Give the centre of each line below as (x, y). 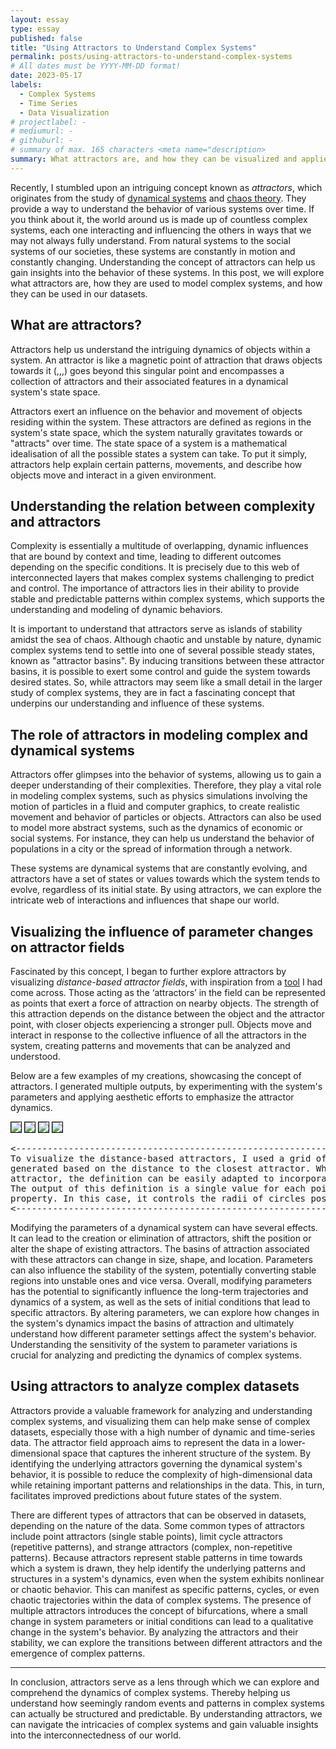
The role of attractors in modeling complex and (159, 734)
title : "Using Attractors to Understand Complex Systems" (133, 47)
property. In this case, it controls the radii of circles (158, 1198)
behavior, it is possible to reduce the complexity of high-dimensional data (161, 1474)
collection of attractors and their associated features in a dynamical (149, 381)
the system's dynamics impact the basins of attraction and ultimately (152, 1323)
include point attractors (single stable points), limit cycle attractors (146, 1536)
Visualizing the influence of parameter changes (162, 931)
